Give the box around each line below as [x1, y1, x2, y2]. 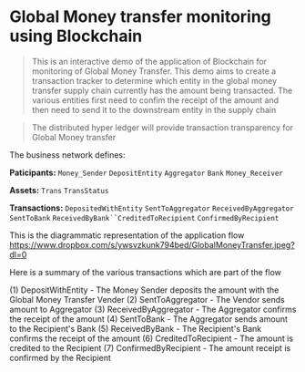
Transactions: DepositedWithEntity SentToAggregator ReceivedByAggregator [9, 202, 294, 213]
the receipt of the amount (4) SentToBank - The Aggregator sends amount [9, 313, 289, 325]
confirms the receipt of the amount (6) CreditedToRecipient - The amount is [9, 333, 294, 344]
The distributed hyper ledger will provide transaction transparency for [31, 121, 294, 133]
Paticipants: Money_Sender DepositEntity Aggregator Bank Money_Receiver [9, 167, 284, 178]
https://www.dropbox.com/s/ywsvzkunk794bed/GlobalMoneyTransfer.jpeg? [9, 239, 296, 250]
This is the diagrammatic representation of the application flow [9, 230, 245, 241]
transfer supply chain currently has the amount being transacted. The [31, 85, 293, 96]
